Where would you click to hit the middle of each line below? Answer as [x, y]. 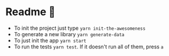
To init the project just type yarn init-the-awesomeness [80, 28]
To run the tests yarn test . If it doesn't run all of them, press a [89, 47]
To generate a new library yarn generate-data [69, 34]
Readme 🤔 [31, 12]
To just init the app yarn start [50, 40]
